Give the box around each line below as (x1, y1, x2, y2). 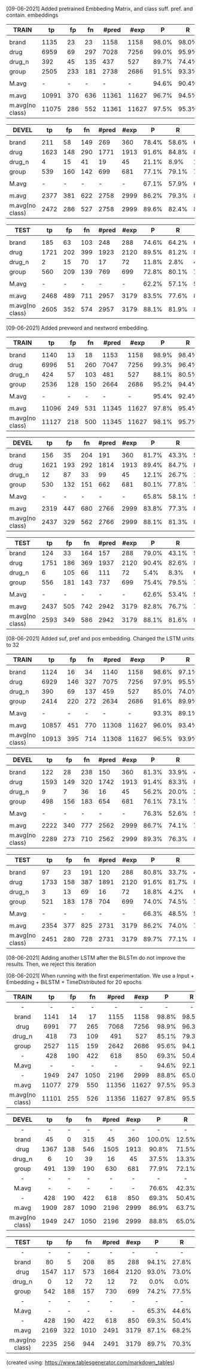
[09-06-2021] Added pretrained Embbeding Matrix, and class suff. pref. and (6, 5, 193, 12)
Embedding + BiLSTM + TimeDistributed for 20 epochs (6, 978, 142, 985)
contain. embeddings (6, 11, 59, 19)
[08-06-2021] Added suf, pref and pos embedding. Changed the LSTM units (6, 635, 194, 642)
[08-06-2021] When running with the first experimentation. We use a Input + (6, 972, 194, 979)
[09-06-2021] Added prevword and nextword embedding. (6, 324, 149, 331)
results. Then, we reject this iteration (6, 960, 96, 967)
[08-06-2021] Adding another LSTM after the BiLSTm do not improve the (6, 954, 185, 961)
